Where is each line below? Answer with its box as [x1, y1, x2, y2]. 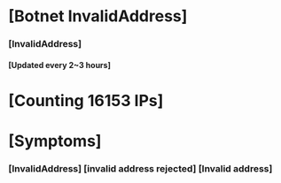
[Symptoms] [8, 131, 102, 151]
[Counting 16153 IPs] [8, 90, 164, 111]
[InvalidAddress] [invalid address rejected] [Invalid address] [8, 163, 273, 174]
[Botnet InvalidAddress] [8, 6, 188, 27]
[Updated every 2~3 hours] [8, 59, 112, 70]
